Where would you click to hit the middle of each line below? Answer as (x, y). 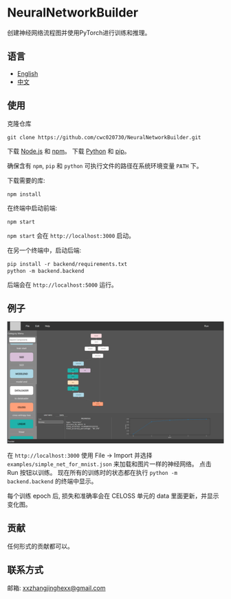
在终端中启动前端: (32, 207)
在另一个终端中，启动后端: (44, 250)
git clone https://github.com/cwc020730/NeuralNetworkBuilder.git (104, 137)
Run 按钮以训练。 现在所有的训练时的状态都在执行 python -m (92, 472)
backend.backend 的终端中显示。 (52, 481)
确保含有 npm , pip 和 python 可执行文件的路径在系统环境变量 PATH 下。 (105, 165)
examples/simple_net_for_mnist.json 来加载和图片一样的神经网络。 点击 (109, 464)
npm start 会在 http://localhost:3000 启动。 (71, 235)
